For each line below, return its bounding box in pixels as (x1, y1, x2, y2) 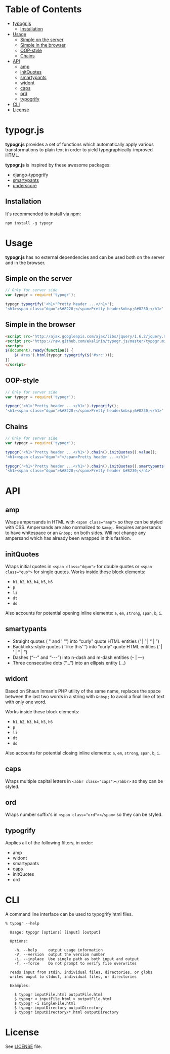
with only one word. (5, 699, 47, 705)
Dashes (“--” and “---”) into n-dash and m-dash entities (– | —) (12, 654, 144, 661)
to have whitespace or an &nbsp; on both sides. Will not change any (5, 530, 146, 536)
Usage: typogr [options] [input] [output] (10, 930, 101, 935)
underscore (12, 182, 37, 188)
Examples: (10, 983, 30, 989)
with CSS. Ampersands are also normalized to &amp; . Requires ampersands (5, 524, 161, 531)
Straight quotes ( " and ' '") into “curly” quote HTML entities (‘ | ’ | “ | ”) (12, 638, 159, 644)
